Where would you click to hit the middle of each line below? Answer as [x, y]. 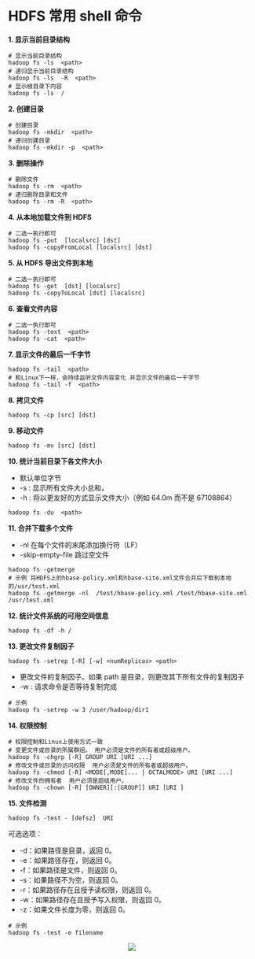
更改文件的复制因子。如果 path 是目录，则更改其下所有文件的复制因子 [132, 676]
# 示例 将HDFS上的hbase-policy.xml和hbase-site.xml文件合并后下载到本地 [120, 578]
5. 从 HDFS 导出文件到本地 [51, 263]
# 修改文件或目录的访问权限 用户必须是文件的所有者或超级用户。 [100, 765]
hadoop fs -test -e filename [56, 933]
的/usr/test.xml [34, 586]
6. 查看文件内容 [33, 309]
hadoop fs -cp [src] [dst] [52, 415]
